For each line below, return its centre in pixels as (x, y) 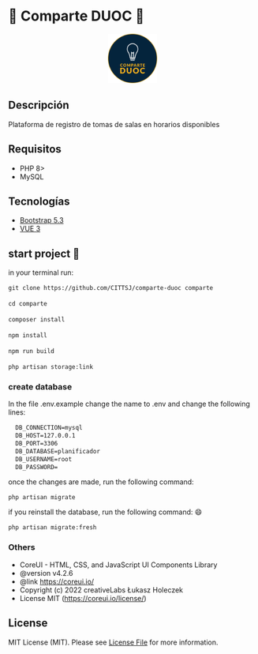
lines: (17, 412)
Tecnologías (39, 201)
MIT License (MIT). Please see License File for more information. (113, 642)
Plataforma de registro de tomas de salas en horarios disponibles (114, 124)
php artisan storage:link (50, 367)
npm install (28, 336)
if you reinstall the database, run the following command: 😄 (105, 512)
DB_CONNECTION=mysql (49, 428)
